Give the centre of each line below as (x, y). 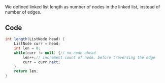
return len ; (26, 71)
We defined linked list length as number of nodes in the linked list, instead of (82, 7)
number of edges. (23, 12)
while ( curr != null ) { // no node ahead (55, 53)
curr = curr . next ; (42, 62)
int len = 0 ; (27, 48)
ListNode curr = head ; (37, 44)
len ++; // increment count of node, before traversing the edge (89, 57)
